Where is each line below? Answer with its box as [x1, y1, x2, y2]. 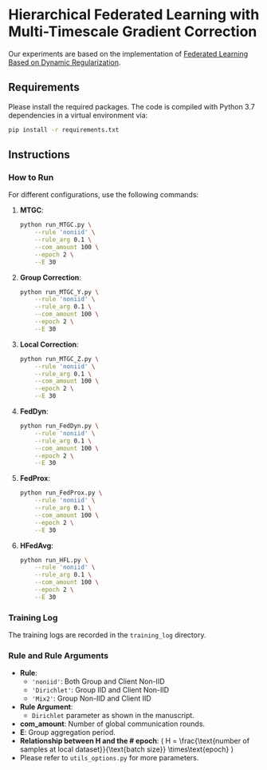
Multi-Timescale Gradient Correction [8, 22, 257, 41]
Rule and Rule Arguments [8, 650, 109, 661]
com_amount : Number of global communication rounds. [19, 719, 206, 728]
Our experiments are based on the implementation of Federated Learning [8, 49, 249, 58]
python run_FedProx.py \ [19, 489, 103, 497]
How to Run [8, 172, 54, 183]
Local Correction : [19, 339, 79, 349]
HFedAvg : [19, 541, 53, 550]
